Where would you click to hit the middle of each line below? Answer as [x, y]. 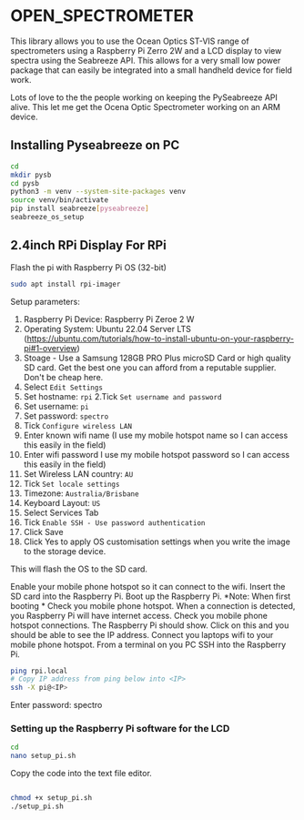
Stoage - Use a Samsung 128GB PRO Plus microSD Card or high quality [157, 358]
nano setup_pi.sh [43, 756]
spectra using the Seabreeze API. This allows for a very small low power [146, 60]
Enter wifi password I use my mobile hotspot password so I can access [157, 454]
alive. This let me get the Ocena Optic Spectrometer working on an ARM [146, 106]
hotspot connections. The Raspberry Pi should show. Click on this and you [150, 625]
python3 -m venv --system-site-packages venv [98, 192]
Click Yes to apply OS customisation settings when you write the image [157, 542]
